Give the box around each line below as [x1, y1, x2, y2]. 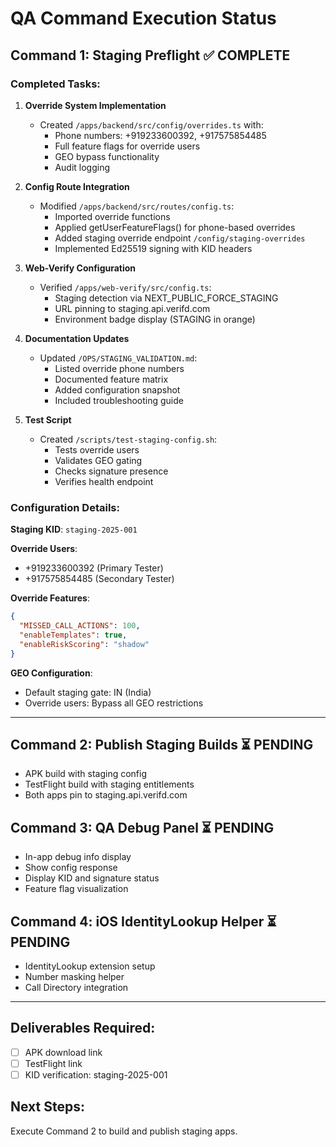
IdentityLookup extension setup [24, 960, 156, 972]
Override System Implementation [24, 99, 167, 111]
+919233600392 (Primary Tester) [24, 562, 164, 574]
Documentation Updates [24, 332, 130, 344]
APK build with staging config [24, 768, 148, 780]
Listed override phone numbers [54, 362, 185, 374]
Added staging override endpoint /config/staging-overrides [54, 232, 306, 244]
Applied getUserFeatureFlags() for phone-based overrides [54, 221, 296, 233]
